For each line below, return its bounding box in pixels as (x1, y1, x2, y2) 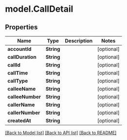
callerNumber (7, 109, 40, 116)
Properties (5, 23, 38, 31)
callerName (7, 101, 35, 108)
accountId (7, 46, 32, 52)
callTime (7, 70, 28, 76)
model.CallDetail (5, 3, 73, 15)
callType (7, 77, 28, 84)
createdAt (7, 117, 32, 124)
